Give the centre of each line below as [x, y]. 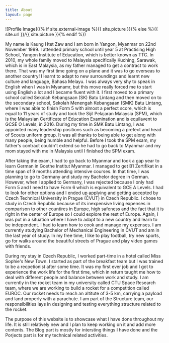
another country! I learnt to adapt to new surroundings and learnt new [77, 76]
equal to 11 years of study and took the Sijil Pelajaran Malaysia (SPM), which [84, 113]
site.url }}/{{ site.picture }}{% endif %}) [46, 34]
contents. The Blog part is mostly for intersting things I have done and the [81, 329]
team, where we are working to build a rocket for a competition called [77, 288]
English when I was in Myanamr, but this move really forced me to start [78, 87]
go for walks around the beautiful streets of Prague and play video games [81, 241]
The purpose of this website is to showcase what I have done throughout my [84, 319]
